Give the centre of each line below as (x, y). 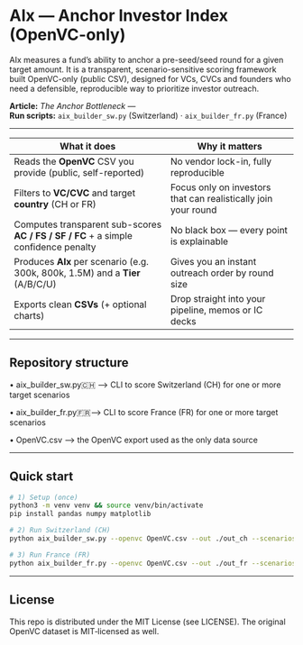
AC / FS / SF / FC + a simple (73, 235)
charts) (29, 315)
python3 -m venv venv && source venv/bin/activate (106, 505)
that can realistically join (221, 198)
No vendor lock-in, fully (221, 161)
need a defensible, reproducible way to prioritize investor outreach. (134, 88)
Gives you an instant (213, 261)
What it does (88, 146)
